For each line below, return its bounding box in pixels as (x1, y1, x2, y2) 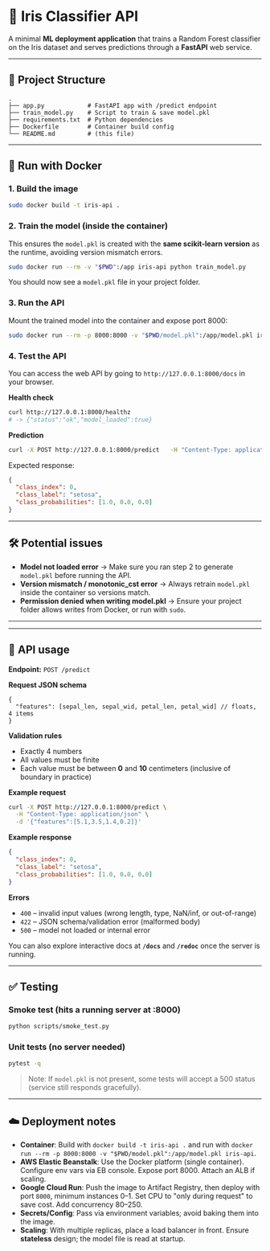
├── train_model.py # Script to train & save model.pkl (8, 109, 211, 117)
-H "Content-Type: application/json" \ (15, 810, 149, 818)
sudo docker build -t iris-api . (8, 201, 121, 210)
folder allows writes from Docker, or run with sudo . (19, 605, 186, 614)
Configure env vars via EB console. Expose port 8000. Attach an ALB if (19, 1166, 256, 1175)
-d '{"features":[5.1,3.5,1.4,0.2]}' (15, 818, 142, 826)
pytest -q (8, 1060, 42, 1068)
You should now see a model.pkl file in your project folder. (8, 277, 201, 287)
